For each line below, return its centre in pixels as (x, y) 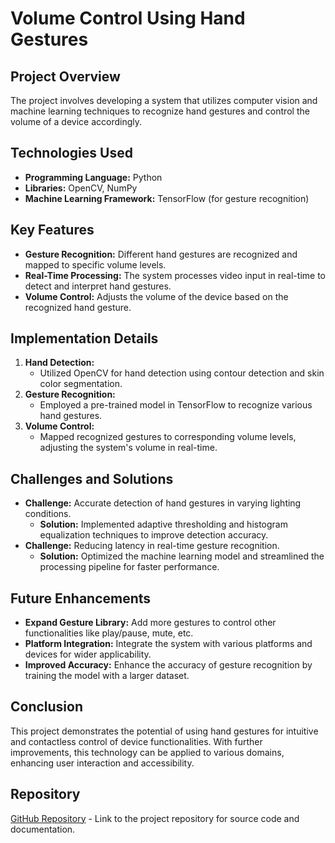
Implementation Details (84, 338)
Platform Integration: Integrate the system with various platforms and (168, 644)
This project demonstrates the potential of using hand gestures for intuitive (164, 731)
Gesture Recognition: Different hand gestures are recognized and (161, 254)
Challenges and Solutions (92, 478)
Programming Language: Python (93, 177)
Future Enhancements (81, 598)
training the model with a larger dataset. (107, 676)
